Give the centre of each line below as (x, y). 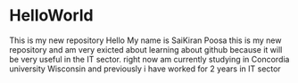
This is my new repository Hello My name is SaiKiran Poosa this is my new (145, 40)
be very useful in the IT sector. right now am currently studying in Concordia (149, 59)
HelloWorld (51, 16)
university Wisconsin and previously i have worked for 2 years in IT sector (145, 69)
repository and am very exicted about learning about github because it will (146, 49)
